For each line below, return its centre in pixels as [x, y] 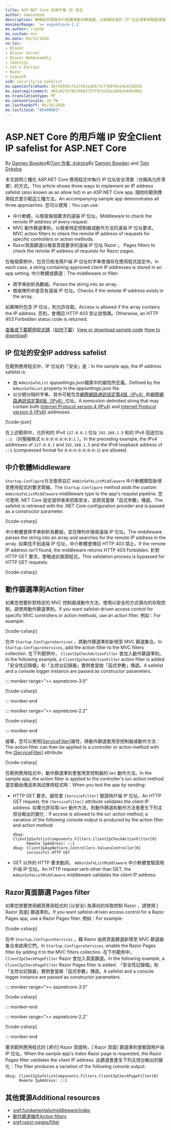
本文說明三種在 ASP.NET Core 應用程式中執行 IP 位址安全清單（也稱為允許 [83, 179]
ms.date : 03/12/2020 [27, 39]
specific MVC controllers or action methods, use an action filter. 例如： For [83, 615]
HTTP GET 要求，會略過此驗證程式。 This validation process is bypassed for [85, 556]
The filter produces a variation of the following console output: [80, 1066]
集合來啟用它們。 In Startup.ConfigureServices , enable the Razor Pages [81, 946]
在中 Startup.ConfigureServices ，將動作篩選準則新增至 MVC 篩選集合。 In [84, 642]
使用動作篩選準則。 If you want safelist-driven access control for [86, 609]
